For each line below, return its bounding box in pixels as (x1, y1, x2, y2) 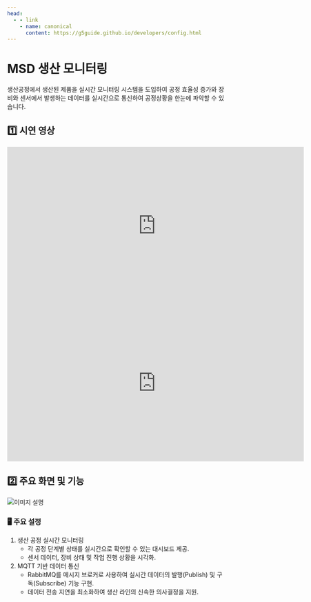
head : (7, 10, 23, 17)
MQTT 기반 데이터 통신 (17, 562, 79, 570)
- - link (13, 17, 39, 23)
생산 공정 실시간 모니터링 (17, 536, 84, 545)
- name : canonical (19, 23, 72, 30)
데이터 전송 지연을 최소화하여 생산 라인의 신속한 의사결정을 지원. (27, 588, 199, 596)
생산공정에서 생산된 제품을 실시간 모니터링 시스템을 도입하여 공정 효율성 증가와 (7, 86, 217, 94)
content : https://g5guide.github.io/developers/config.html (25, 29, 202, 37)
